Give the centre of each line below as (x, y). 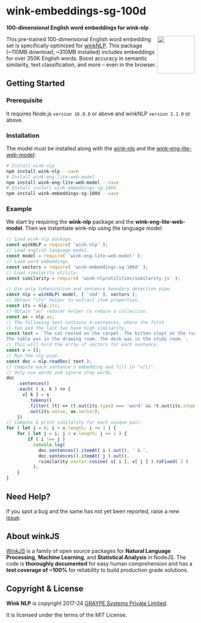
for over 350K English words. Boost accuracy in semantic (77, 58)
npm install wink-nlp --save (42, 171)
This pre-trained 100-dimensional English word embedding (79, 39)
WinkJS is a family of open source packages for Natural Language (89, 551)
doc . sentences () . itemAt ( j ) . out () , (84, 456)
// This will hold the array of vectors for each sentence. (83, 345)
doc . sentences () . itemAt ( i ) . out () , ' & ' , (93, 450)
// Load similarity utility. (42, 273)
